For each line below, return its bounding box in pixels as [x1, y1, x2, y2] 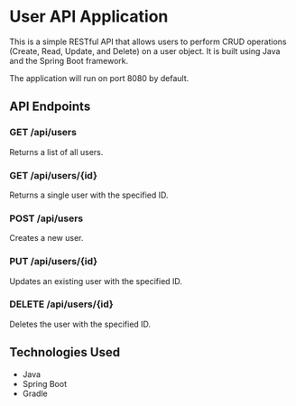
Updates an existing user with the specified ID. [9, 275, 183, 286]
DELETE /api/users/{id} [9, 298, 115, 310]
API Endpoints [9, 99, 91, 115]
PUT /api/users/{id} [9, 255, 97, 268]
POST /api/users [9, 212, 84, 225]
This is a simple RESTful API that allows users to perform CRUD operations [9, 36, 287, 47]
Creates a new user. [9, 233, 84, 244]
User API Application [9, 6, 169, 27]
